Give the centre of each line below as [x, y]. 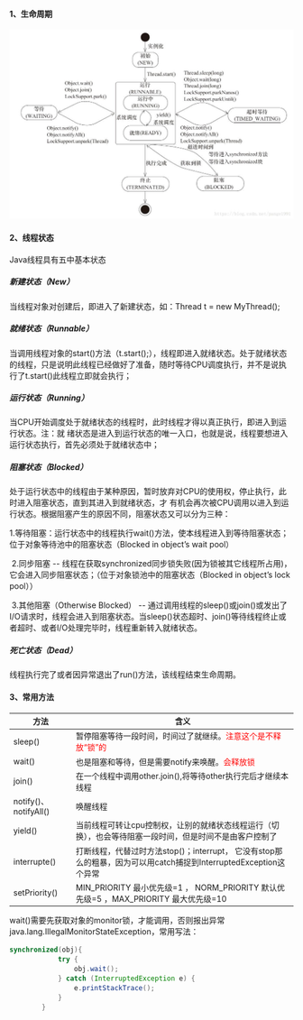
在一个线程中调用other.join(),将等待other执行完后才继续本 [182, 776]
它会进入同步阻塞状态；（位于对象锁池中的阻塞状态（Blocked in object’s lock [150, 575]
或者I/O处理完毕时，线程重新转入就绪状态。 [121, 628]
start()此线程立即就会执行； [81, 375]
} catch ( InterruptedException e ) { [126, 979]
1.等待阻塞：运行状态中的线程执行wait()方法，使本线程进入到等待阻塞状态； [149, 533]
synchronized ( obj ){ [46, 950]
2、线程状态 [32, 237]
